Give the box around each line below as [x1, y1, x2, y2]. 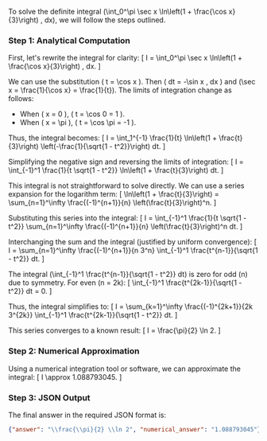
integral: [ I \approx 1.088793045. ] [8, 372, 122, 381]
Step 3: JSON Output [8, 392, 91, 403]
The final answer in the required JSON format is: [8, 410, 167, 420]
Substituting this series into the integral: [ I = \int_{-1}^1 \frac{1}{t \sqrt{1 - [8, 213, 247, 223]
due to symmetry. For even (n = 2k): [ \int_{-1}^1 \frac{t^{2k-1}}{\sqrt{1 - [8, 278, 242, 287]
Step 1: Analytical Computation [8, 35, 131, 46]
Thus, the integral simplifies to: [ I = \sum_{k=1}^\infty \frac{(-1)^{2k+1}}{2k [8, 302, 253, 311]
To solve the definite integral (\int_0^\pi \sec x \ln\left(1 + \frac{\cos [8, 7, 227, 16]
